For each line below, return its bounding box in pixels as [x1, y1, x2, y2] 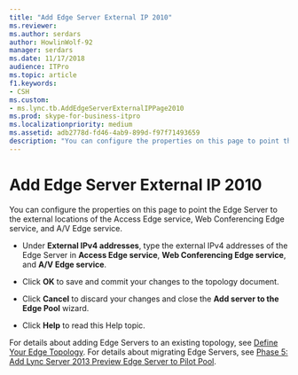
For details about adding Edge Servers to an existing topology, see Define [9, 337, 278, 348]
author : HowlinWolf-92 [9, 37, 93, 47]
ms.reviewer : [9, 21, 58, 30]
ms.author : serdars [9, 29, 82, 38]
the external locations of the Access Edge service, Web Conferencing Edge [9, 214, 286, 224]
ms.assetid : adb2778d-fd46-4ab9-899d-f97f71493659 [9, 129, 200, 137]
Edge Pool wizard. [21, 302, 90, 313]
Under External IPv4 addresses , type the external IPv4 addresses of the [21, 240, 288, 251]
